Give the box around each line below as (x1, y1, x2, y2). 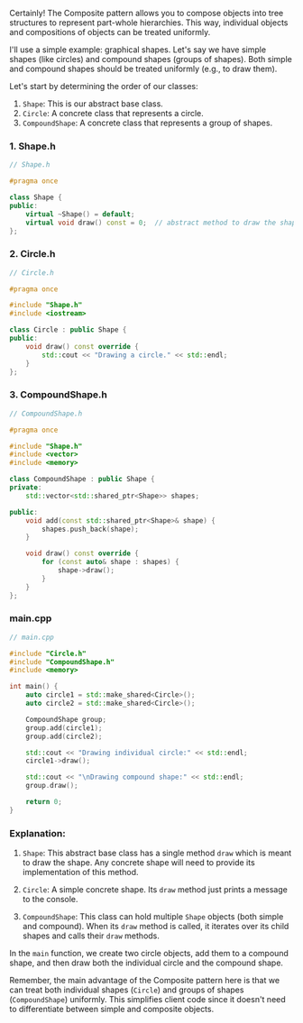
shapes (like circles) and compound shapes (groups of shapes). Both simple (9, 54, 293, 64)
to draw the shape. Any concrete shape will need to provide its (22, 857, 255, 868)
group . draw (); (25, 781, 78, 790)
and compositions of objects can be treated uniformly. (9, 27, 211, 37)
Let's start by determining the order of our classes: (9, 81, 198, 91)
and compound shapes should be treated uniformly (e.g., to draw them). (9, 63, 278, 74)
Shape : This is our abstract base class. (22, 98, 164, 109)
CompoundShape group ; (25, 715, 106, 724)
